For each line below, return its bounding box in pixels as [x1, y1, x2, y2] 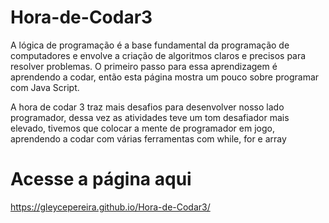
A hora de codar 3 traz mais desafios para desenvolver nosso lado [10, 101, 285, 113]
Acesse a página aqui [10, 168, 192, 191]
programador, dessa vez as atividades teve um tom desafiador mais [10, 111, 290, 123]
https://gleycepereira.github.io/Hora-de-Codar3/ [10, 201, 211, 213]
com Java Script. [10, 81, 80, 93]
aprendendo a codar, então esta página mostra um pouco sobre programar [10, 71, 320, 83]
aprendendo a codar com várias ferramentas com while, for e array [10, 132, 287, 145]
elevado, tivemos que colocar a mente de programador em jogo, [10, 122, 275, 134]
